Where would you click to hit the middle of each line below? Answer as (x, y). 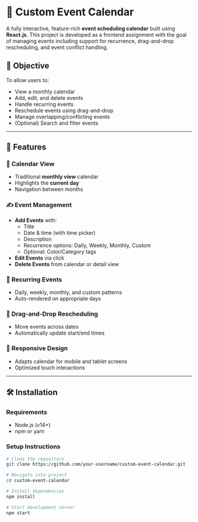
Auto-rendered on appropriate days (58, 299)
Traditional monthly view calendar (57, 177)
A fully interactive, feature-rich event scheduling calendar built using (91, 28)
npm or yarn (29, 432)
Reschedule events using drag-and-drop (64, 110)
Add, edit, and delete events (49, 98)
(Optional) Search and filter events (56, 123)
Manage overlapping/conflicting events (62, 116)
